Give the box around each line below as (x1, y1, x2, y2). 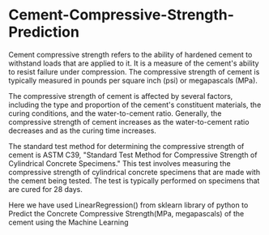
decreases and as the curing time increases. (8, 126, 156, 135)
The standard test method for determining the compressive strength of (8, 141, 245, 151)
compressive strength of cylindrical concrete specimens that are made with (8, 167, 261, 177)
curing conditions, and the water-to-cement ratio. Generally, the (8, 108, 222, 118)
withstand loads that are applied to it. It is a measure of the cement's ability (8, 58, 259, 68)
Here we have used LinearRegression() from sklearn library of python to (8, 200, 249, 210)
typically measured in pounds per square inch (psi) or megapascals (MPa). (8, 75, 258, 85)
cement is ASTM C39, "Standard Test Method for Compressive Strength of (8, 150, 258, 160)
